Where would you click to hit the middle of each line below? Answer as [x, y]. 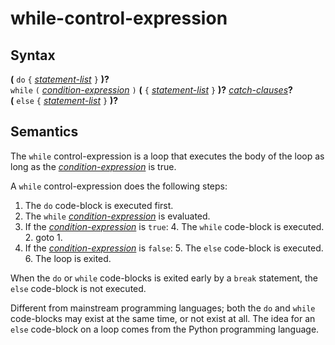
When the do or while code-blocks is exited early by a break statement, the [164, 278]
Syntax [33, 55]
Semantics [44, 132]
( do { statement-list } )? [60, 79]
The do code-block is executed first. [99, 205]
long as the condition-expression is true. [93, 166]
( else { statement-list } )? [64, 100]
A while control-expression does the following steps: [119, 186]
